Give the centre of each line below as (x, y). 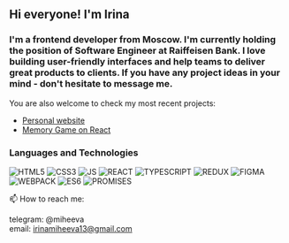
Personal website (53, 120)
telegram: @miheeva (47, 219)
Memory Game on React (66, 129)
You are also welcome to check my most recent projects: (113, 103)
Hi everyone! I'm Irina (69, 15)
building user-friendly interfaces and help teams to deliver (137, 62)
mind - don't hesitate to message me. (91, 84)
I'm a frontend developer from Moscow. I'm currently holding (143, 40)
